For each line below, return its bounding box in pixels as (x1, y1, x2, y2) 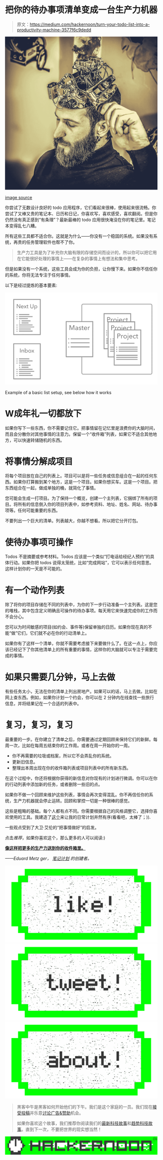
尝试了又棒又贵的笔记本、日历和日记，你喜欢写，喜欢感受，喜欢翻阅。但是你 (5, 210, 158, 216)
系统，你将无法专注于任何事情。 (9, 272, 73, 277)
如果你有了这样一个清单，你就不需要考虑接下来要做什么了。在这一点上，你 (5, 641, 153, 646)
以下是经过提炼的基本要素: (5, 282, 58, 288)
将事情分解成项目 (5, 456, 74, 467)
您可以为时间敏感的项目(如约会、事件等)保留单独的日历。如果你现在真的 (5, 624, 148, 630)
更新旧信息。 (12, 759, 38, 765)
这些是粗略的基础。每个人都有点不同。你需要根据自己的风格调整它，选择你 (5, 808, 153, 814)
